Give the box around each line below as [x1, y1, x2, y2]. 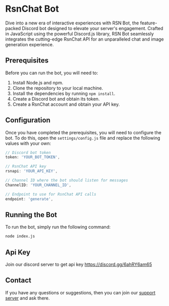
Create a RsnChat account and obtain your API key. [12, 101, 120, 107]
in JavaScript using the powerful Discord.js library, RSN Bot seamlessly [5, 30, 154, 37]
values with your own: [5, 140, 51, 146]
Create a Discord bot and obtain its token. [12, 96, 100, 102]
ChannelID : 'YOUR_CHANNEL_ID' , [5, 182, 72, 188]
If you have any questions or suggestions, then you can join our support [5, 289, 156, 295]
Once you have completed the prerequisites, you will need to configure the [5, 129, 161, 135]
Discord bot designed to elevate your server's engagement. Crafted [22, 25, 163, 31]
